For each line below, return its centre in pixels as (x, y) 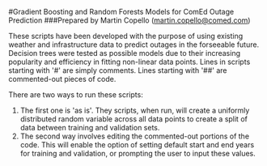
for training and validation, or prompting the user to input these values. (138, 153)
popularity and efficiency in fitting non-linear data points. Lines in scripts (129, 62)
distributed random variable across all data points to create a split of (134, 119)
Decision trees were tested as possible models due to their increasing (125, 53)
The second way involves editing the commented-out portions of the (134, 136)
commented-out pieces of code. (62, 79)
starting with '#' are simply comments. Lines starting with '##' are (118, 70)
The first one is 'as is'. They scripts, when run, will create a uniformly (135, 110)
